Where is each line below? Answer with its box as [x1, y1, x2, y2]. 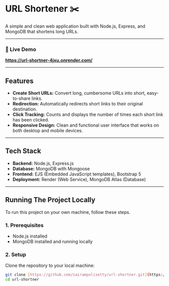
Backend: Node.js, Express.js [12, 160, 74, 166]
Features [5, 77, 34, 85]
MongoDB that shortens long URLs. [5, 28, 78, 34]
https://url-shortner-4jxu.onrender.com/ [5, 58, 93, 64]
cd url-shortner [5, 277, 39, 282]
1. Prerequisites [5, 221, 44, 228]
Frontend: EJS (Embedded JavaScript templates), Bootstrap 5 [12, 171, 141, 177]
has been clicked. [12, 117, 49, 123]
